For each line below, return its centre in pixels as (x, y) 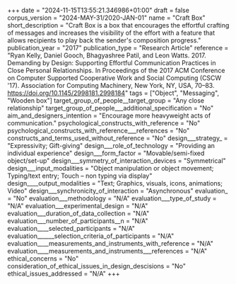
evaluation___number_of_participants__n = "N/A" (78, 221)
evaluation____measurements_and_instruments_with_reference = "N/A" (110, 243)
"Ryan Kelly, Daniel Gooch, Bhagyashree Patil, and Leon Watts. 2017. (107, 55)
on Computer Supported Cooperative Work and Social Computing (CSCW (114, 78)
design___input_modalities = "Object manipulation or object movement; (111, 168)
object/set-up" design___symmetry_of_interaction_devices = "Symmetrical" (117, 161)
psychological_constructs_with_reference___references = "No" (99, 131)
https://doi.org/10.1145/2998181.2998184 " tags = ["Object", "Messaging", (113, 93)
